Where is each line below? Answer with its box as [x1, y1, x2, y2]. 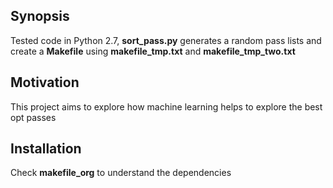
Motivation [10, 74, 80, 91]
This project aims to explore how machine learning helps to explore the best [10, 100, 323, 113]
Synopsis [10, 8, 70, 25]
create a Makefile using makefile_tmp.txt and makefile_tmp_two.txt [10, 45, 296, 57]
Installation [10, 140, 82, 158]
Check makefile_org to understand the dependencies [10, 167, 232, 179]
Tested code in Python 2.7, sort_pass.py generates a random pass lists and [10, 34, 322, 46]
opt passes [10, 111, 57, 123]
